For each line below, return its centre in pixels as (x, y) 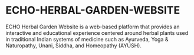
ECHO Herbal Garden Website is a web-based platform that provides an (93, 27)
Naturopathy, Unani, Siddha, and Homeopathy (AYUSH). (74, 46)
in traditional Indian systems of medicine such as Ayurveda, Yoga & (87, 39)
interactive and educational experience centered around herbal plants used (97, 33)
